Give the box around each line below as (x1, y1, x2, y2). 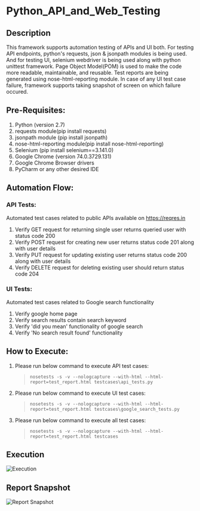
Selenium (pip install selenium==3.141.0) (14, 146, 114, 153)
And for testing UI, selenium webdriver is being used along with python (6, 57, 181, 63)
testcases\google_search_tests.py (94, 406, 180, 412)
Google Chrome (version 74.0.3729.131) (14, 153, 112, 160)
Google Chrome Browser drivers (14, 159, 94, 166)
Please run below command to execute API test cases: (14, 362, 149, 369)
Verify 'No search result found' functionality (14, 329, 123, 336)
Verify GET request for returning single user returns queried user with (14, 225, 186, 233)
